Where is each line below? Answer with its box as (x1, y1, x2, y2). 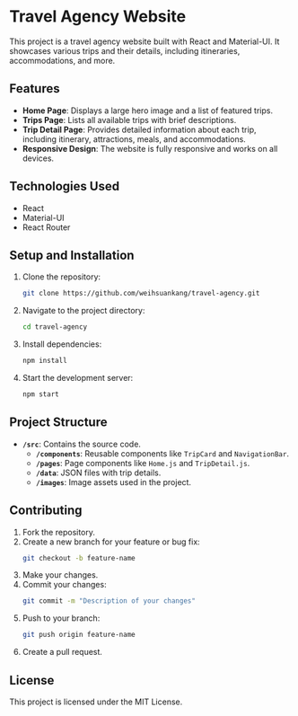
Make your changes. (22, 570, 99, 580)
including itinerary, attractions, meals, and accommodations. (22, 133, 247, 145)
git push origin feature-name (22, 631, 136, 640)
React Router (22, 222, 71, 233)
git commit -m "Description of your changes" (22, 597, 196, 606)
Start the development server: (22, 373, 134, 383)
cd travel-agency (22, 323, 88, 331)
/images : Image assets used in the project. (35, 476, 191, 487)
